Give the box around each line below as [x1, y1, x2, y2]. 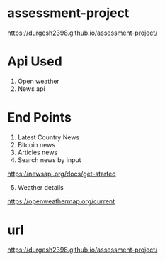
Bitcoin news [17, 140, 55, 149]
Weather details [17, 183, 64, 191]
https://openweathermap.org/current [7, 197, 115, 206]
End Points [7, 110, 72, 126]
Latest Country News [17, 133, 80, 142]
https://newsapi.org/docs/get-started [7, 169, 116, 178]
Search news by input [17, 155, 81, 164]
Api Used [7, 53, 62, 70]
